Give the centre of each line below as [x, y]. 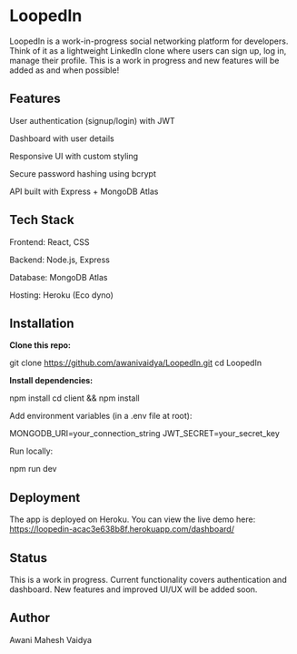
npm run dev [33, 469]
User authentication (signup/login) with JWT [92, 120]
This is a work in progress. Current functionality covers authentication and [148, 580]
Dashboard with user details [62, 138]
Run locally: [31, 451]
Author [30, 618]
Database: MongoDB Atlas [59, 277]
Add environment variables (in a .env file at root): [101, 416]
